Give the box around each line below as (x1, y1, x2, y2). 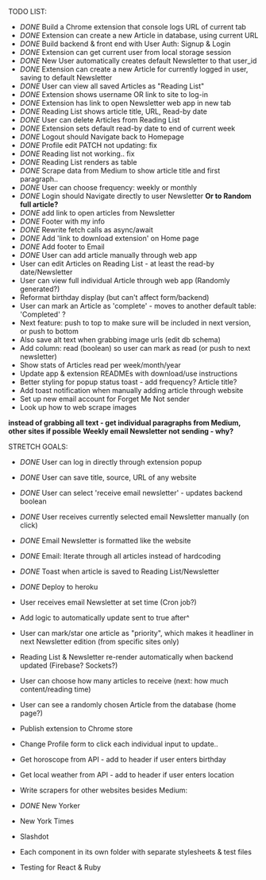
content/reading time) (19, 684, 91, 694)
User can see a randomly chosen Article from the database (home (19, 700, 237, 709)
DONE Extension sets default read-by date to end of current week (19, 123, 236, 133)
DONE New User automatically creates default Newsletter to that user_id (19, 56, 257, 65)
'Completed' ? (19, 310, 66, 319)
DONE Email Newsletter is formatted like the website (19, 536, 191, 545)
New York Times (19, 816, 74, 826)
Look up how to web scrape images (19, 403, 137, 412)
